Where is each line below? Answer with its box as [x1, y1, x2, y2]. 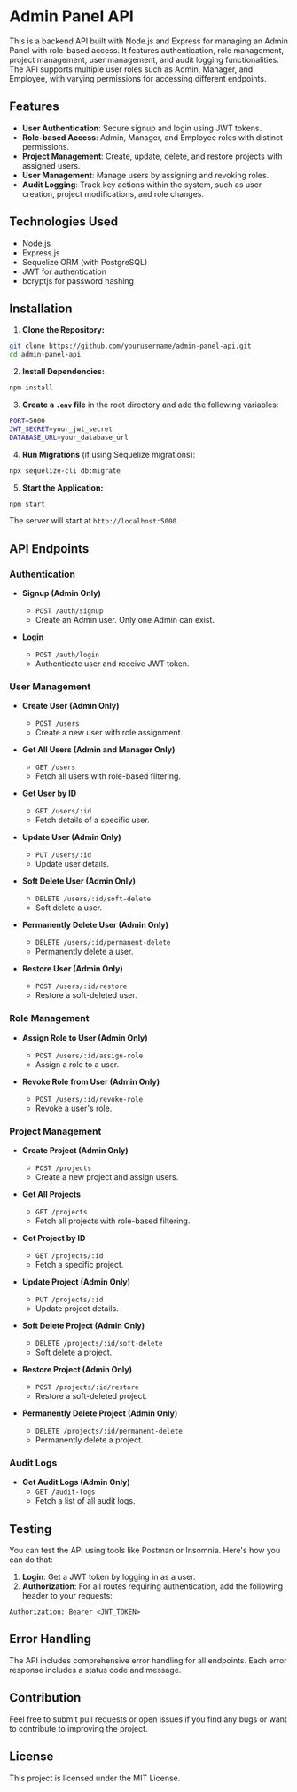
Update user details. [35, 859, 110, 869]
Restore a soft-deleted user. [35, 990, 137, 1001]
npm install [9, 383, 53, 392]
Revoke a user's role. [35, 1103, 113, 1113]
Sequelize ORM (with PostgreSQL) [21, 256, 148, 267]
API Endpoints [9, 541, 90, 556]
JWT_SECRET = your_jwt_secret [9, 424, 113, 434]
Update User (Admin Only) [21, 832, 121, 843]
